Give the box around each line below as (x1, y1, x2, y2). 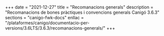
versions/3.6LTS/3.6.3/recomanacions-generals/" (5, 25, 106, 31)
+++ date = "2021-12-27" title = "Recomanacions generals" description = (5, 4, 154, 10)
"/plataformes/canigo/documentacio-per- (5, 20, 90, 26)
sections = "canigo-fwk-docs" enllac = (5, 15, 84, 20)
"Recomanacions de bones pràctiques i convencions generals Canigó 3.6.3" (5, 9, 160, 15)
